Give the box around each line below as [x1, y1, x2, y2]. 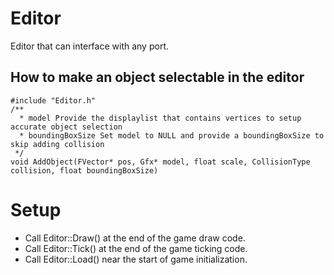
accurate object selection [10, 122, 123, 132]
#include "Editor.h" [10, 95, 97, 106]
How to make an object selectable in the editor [10, 69, 305, 86]
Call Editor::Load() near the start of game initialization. [24, 253, 248, 265]
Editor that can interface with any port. [10, 40, 169, 52]
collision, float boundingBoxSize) [10, 165, 159, 176]
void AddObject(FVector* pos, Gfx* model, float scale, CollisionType [10, 157, 311, 167]
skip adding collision [10, 139, 105, 149]
